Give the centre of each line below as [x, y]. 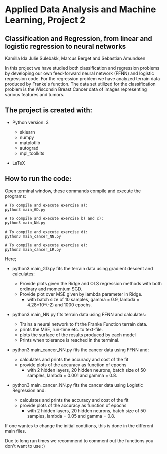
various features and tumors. [35, 94]
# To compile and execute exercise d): [47, 232]
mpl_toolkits [32, 153]
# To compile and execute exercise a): [47, 205]
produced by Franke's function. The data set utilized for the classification [80, 84]
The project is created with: [49, 110]
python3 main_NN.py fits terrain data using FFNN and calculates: [79, 314]
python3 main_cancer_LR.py [33, 249]
